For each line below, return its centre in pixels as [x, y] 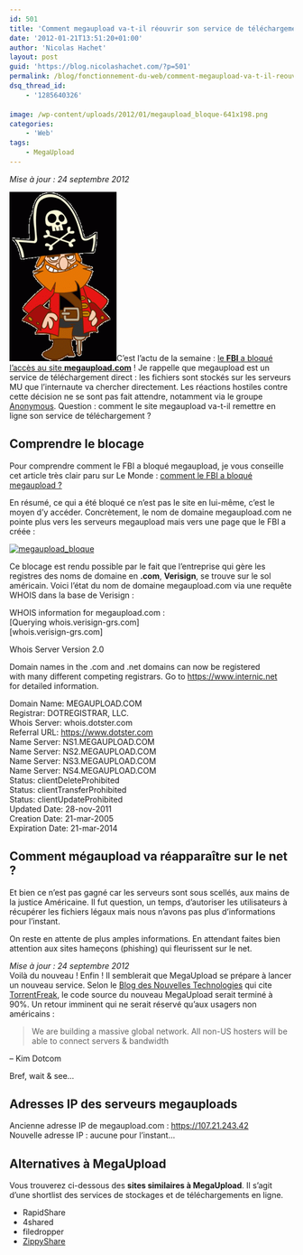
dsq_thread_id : [38, 86]
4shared [38, 1222]
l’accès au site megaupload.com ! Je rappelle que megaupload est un [140, 367]
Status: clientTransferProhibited [68, 789]
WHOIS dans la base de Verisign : [72, 595]
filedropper [43, 1232]
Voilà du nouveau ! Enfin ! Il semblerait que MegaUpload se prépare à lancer [151, 975]
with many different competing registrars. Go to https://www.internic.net [143, 676]
